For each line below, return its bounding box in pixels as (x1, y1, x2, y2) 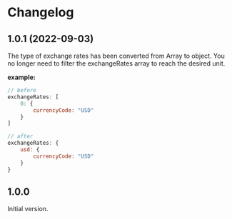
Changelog (7, 4, 74, 21)
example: (7, 73, 36, 81)
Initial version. (7, 205, 49, 213)
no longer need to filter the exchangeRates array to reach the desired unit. (7, 59, 226, 68)
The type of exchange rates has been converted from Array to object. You (7, 51, 225, 60)
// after (7, 133, 34, 140)
